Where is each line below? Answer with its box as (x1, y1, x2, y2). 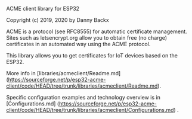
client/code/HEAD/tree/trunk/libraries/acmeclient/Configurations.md (6, 107, 174, 113)
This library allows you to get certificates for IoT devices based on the (6, 52, 178, 59)
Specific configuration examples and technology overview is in (6, 94, 161, 101)
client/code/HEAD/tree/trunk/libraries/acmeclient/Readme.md (6, 82, 158, 89)
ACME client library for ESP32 (6, 5, 79, 12)
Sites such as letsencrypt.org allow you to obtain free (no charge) (6, 34, 167, 41)
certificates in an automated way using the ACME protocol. (6, 41, 151, 47)
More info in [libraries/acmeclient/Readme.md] (6, 70, 121, 76)
